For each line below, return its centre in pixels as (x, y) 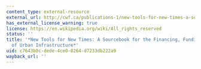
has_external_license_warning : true (52, 23)
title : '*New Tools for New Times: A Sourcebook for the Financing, (93, 40)
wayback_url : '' (26, 56)
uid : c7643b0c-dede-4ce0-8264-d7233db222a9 (61, 51)
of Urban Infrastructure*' (45, 46)
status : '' (20, 34)
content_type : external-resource (48, 12)
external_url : (24, 17)
